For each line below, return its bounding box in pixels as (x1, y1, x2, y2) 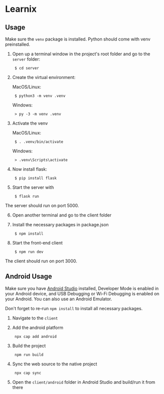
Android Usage (5, 272, 52, 281)
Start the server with (12, 184, 54, 190)
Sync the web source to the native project (12, 361, 98, 367)
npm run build (14, 352, 44, 357)
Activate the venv (12, 120, 48, 126)
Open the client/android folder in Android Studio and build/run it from (12, 379, 156, 385)
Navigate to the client (12, 315, 58, 321)
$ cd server (14, 66, 39, 71)
